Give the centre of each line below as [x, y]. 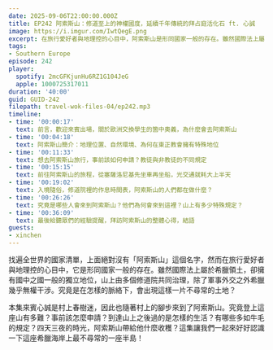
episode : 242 [30, 62]
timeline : [25, 115]
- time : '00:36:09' [41, 212]
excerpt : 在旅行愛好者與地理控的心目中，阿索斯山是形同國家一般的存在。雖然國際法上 [134, 39]
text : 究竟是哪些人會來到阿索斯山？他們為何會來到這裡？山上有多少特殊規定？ [130, 205]
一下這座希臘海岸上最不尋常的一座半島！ [76, 338]
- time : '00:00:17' [41, 122]
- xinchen [25, 236]
